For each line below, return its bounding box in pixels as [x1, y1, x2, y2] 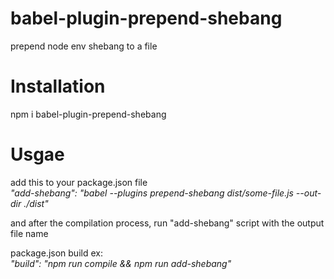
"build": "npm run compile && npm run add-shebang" [10, 257, 232, 269]
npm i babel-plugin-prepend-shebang [10, 108, 167, 120]
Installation [10, 75, 106, 98]
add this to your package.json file [10, 176, 148, 188]
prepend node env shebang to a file [10, 40, 158, 52]
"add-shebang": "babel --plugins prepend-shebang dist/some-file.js [10, 187, 294, 199]
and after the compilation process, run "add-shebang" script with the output [10, 217, 325, 229]
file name [10, 227, 49, 239]
